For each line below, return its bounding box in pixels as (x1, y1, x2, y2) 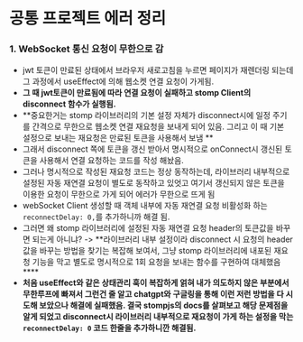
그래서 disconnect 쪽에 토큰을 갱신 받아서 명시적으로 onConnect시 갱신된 (22, 143, 283, 154)
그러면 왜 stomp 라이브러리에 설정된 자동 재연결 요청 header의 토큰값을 (22, 223, 274, 234)
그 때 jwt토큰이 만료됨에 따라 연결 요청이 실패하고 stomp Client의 (22, 88, 252, 98)
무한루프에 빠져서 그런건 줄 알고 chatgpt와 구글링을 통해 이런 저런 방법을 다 (22, 289, 284, 300)
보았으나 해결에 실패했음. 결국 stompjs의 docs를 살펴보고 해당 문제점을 (39, 300, 289, 311)
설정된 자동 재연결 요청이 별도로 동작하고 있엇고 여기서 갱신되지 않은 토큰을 (22, 178, 286, 189)
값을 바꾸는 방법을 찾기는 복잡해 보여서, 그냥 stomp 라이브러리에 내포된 (22, 245, 272, 256)
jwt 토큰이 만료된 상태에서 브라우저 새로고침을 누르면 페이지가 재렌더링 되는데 (22, 65, 294, 76)
